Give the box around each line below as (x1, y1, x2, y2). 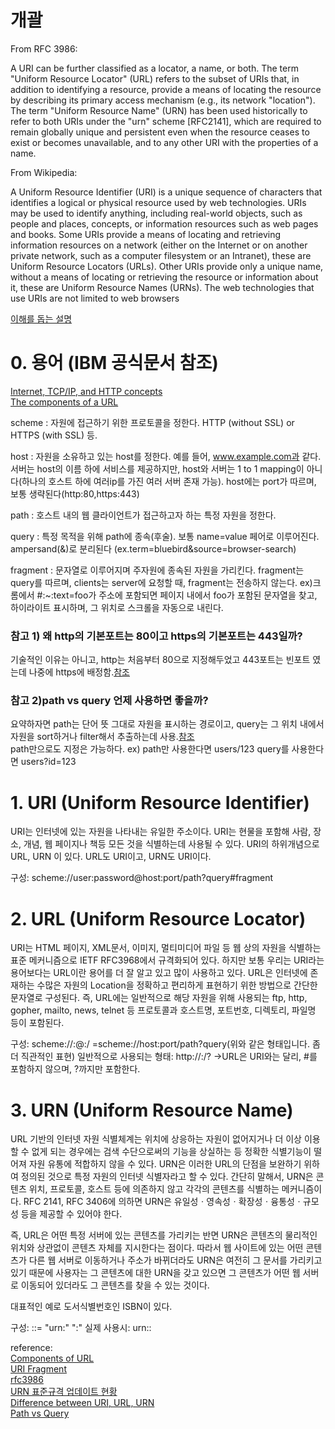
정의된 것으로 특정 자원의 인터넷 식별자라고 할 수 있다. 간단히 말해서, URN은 (20, 1171, 314, 1183)
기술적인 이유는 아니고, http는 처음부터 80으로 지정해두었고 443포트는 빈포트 (10, 654, 311, 666)
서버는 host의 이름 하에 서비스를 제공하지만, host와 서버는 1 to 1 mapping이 (10, 462, 305, 475)
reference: (10, 1342, 53, 1354)
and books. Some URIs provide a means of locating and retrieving (10, 228, 282, 240)
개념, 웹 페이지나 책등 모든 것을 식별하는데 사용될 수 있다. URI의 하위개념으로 (23, 838, 320, 850)
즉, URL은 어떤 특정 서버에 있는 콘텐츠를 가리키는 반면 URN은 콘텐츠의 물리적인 (10, 1229, 318, 1241)
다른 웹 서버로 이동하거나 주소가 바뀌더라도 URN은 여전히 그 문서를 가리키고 (28, 1254, 323, 1266)
